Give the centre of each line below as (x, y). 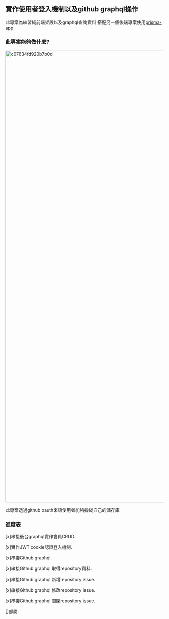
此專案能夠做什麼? (27, 42)
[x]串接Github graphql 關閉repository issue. (50, 601)
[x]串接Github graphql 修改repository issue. (50, 590)
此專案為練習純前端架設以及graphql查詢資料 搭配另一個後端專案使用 (75, 22)
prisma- (154, 22)
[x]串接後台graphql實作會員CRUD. (40, 537)
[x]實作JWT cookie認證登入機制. (39, 547)
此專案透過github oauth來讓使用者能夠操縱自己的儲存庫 (62, 510)
